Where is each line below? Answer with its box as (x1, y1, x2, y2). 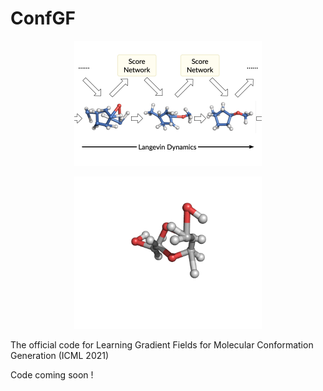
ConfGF (10, 7, 76, 30)
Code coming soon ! (10, 369, 94, 381)
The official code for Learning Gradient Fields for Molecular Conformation (10, 339, 314, 351)
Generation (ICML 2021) (10, 350, 110, 362)
